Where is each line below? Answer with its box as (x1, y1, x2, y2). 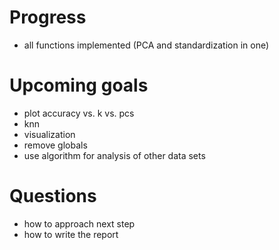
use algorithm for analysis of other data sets (23, 149, 206, 161)
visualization (23, 128, 76, 140)
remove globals (23, 139, 88, 151)
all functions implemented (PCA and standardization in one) (23, 39, 270, 51)
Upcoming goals (9, 74, 149, 97)
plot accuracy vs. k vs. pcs (23, 107, 135, 119)
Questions (9, 185, 97, 208)
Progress (9, 6, 87, 29)
